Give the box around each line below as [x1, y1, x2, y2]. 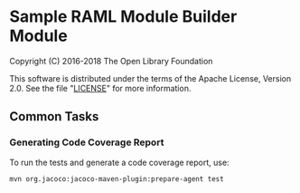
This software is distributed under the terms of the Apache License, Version [9, 72, 292, 83]
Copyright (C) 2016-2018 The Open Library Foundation [9, 55, 213, 66]
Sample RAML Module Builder [9, 6, 238, 27]
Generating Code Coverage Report [9, 136, 164, 149]
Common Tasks [9, 109, 99, 124]
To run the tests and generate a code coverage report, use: [9, 157, 230, 168]
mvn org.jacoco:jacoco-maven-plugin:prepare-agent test [9, 174, 224, 183]
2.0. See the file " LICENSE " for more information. [9, 82, 192, 93]
